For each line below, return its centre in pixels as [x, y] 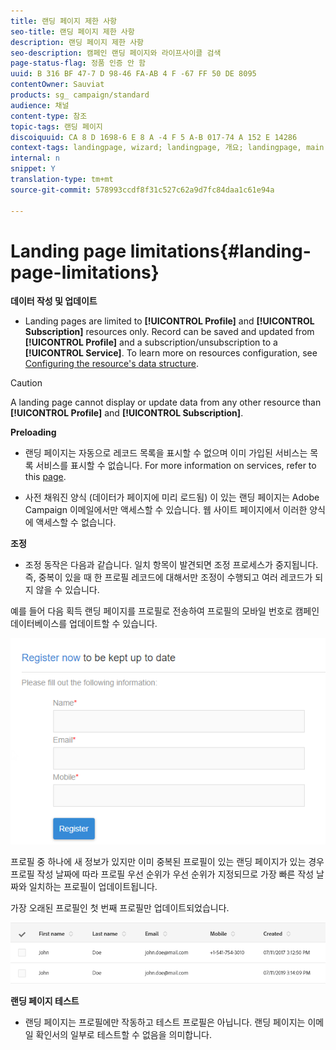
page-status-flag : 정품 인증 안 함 [78, 63]
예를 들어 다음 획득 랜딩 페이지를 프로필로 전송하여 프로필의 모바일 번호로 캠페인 [165, 611]
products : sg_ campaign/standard [80, 95]
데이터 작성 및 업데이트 [54, 301]
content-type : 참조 [49, 116]
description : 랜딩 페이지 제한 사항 [77, 42]
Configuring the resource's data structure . [111, 364]
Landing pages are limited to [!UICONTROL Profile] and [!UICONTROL [169, 321]
